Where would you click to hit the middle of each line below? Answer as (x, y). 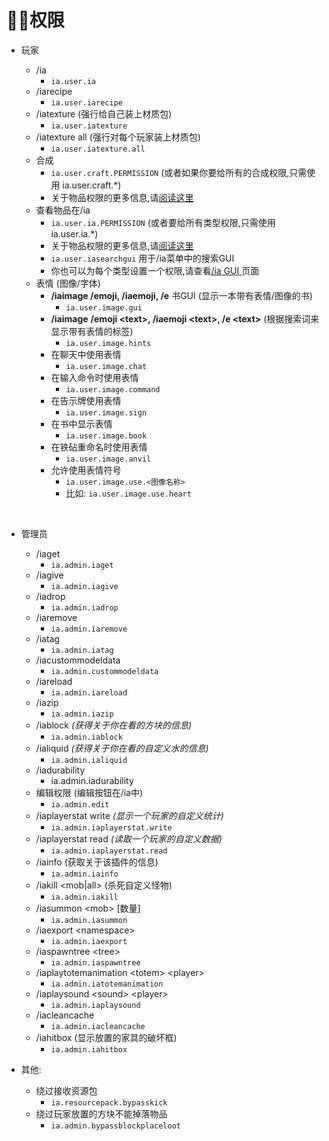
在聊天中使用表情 (86, 354)
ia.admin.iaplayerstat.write (111, 827)
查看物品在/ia (63, 210)
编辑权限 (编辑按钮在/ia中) (89, 792)
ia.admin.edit (80, 804)
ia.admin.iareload (89, 692)
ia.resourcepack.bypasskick (109, 1102)
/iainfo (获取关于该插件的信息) (97, 862)
